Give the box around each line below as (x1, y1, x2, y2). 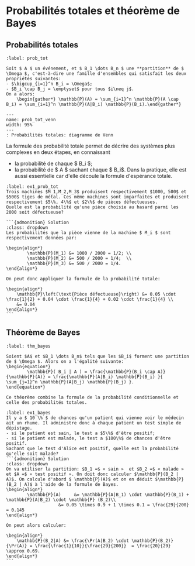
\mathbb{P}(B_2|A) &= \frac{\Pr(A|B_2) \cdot (16, 537, 130, 544)
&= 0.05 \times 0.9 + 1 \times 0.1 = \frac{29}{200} (58, 502, 190, 507)
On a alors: (6, 91, 35, 97)
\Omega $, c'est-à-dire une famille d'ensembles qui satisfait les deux (6, 71, 187, 77)
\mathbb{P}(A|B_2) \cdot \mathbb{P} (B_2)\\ (6, 496, 116, 503)
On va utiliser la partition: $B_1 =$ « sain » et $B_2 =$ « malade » (6, 466, 184, 472)
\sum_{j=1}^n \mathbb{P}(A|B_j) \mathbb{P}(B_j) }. (6, 379, 134, 385)
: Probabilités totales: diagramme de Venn (6, 132, 114, 138)
